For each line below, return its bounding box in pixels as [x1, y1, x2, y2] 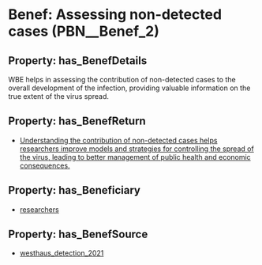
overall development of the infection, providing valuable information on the [8, 83, 251, 93]
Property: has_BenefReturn [8, 115, 146, 128]
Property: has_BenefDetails [8, 54, 148, 67]
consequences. [19, 161, 70, 170]
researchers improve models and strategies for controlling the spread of [19, 144, 254, 153]
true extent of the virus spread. [8, 92, 109, 100]
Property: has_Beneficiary [8, 184, 140, 197]
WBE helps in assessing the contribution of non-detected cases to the [8, 75, 236, 84]
